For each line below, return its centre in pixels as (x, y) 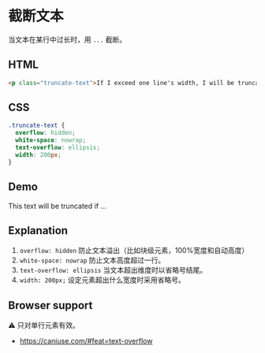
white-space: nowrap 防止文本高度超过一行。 (92, 260)
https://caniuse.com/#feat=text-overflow (86, 341)
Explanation (38, 230)
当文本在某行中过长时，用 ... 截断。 (67, 39)
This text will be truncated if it (56, 206)
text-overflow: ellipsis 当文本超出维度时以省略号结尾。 (113, 270)
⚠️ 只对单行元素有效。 (44, 325)
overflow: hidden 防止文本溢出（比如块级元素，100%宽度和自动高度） (134, 251)
